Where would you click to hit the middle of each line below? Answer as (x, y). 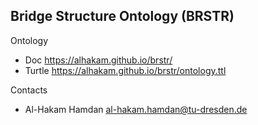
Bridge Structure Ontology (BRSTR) (122, 16)
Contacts (29, 90)
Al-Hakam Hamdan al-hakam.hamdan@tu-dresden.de (136, 109)
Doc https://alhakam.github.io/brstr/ (98, 60)
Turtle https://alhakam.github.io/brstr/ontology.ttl (125, 70)
